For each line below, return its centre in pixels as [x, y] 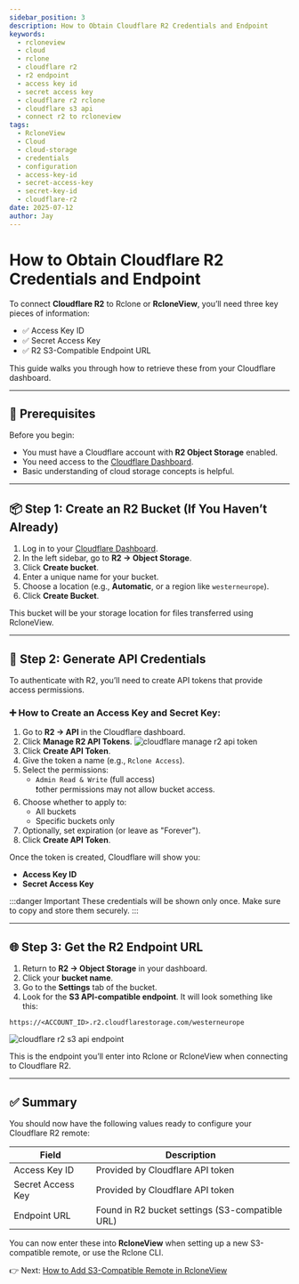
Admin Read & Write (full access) [95, 779]
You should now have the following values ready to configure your [130, 1123]
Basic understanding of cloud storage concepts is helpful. [128, 472]
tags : [19, 125]
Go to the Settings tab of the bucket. [89, 988]
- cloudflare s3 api [55, 109]
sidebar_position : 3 [48, 17]
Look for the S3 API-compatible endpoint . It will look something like [147, 997]
